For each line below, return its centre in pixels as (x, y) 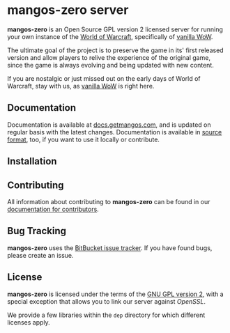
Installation (32, 161)
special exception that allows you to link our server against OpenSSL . (106, 301)
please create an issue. (41, 255)
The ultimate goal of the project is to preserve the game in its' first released (116, 50)
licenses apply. (29, 322)
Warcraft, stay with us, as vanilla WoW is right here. (81, 86)
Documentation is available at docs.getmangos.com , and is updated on (109, 125)
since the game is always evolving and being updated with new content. (110, 65)
